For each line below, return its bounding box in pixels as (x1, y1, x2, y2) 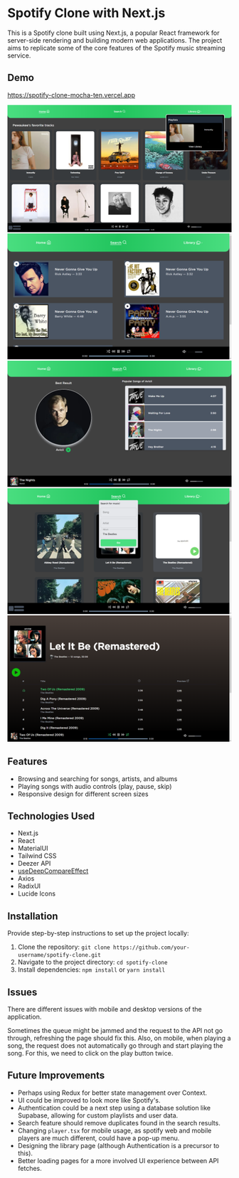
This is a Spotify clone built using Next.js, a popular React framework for (7, 28, 220, 37)
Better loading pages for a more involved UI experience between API (17, 1156, 219, 1164)
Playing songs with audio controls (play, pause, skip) (17, 782, 172, 790)
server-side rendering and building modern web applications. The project (7, 36, 223, 44)
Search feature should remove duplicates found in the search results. (17, 1118, 221, 1127)
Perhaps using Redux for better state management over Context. (17, 1088, 208, 1097)
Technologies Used (7, 810, 95, 822)
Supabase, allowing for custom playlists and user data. (17, 1111, 179, 1120)
